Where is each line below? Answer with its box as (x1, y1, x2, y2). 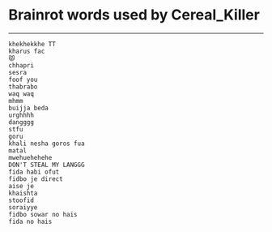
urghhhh (8, 111, 35, 119)
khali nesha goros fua (8, 140, 85, 148)
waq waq (8, 89, 35, 98)
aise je (8, 182, 35, 190)
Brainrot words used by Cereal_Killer (8, 6, 261, 24)
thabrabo (8, 83, 38, 91)
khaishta (8, 189, 38, 197)
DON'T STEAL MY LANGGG (8, 161, 85, 169)
